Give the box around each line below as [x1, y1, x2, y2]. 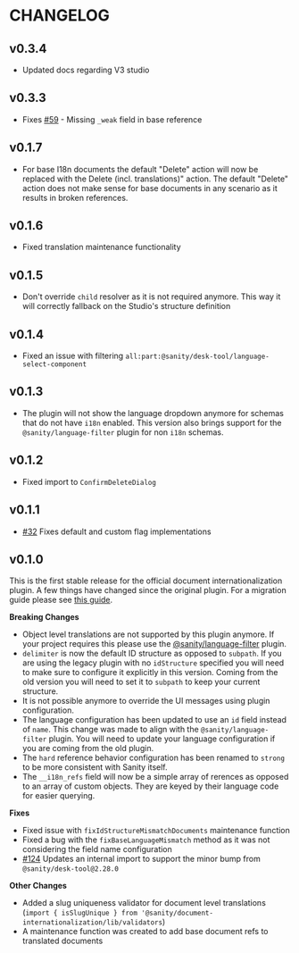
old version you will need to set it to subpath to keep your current [21, 676, 261, 688]
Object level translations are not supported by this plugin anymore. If [21, 629, 275, 640]
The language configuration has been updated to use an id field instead [21, 715, 287, 725]
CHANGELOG [9, 5, 110, 26]
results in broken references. [21, 192, 129, 203]
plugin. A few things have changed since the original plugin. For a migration [9, 585, 287, 596]
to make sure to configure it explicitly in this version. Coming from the [21, 667, 278, 678]
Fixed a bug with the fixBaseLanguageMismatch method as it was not [21, 834, 270, 845]
